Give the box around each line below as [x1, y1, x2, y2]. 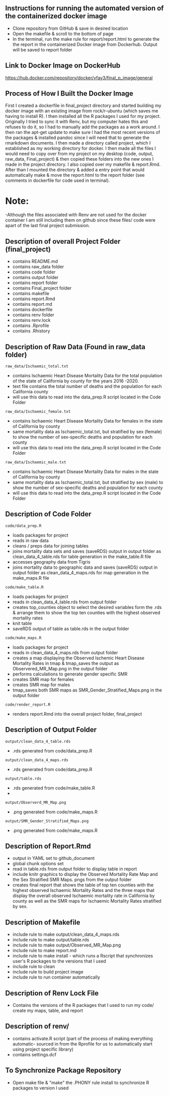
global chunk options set [12, 861, 64, 867]
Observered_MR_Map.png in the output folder [12, 665, 108, 671]
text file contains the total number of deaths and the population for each [12, 383, 162, 389]
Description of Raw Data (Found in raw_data [5, 342, 146, 351]
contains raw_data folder [12, 264, 64, 270]
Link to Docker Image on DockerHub [5, 61, 121, 70]
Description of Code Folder [5, 510, 92, 518]
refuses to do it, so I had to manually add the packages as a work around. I [5, 124, 160, 130]
